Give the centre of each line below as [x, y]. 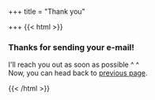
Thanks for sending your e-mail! [71, 47]
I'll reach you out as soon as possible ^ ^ [74, 65]
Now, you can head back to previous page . [78, 73]
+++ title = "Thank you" [47, 12]
